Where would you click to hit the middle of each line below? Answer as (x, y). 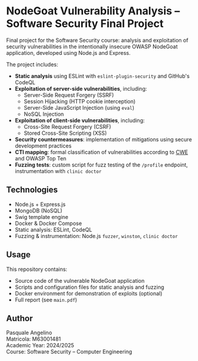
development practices (43, 146)
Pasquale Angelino (29, 333)
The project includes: (32, 64)
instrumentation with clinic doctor (58, 171)
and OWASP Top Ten (41, 158)
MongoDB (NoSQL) (38, 211)
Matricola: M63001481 (34, 339)
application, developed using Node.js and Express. (69, 53)
